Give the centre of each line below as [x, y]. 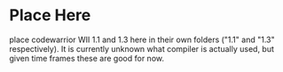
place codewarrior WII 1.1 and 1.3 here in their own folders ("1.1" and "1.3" [142, 40]
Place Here [50, 15]
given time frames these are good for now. [86, 58]
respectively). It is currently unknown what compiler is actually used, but [142, 48]
